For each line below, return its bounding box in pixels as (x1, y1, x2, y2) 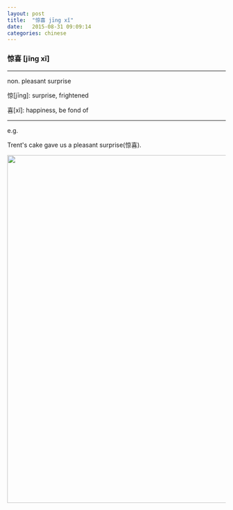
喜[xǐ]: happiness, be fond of (7, 106, 89, 114)
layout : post (7, 10, 45, 17)
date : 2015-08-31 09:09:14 (7, 23, 92, 30)
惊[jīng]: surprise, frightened (7, 91, 89, 99)
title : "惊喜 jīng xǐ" (7, 17, 74, 24)
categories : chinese (7, 29, 67, 37)
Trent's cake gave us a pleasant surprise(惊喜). (7, 141, 142, 149)
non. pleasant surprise (7, 77, 71, 85)
